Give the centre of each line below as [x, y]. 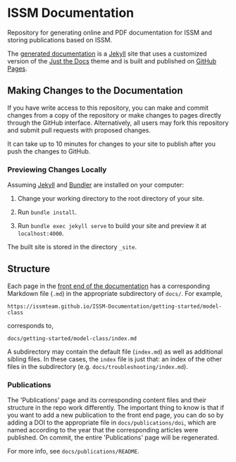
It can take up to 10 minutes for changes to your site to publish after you [112, 144]
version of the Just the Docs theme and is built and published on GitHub [112, 61]
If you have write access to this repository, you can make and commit [108, 108]
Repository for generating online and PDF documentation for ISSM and [110, 32]
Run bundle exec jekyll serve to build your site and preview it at [112, 226]
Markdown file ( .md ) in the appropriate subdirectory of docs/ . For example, [115, 293]
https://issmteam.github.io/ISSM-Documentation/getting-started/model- [114, 306]
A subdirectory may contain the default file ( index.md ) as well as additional [115, 351]
